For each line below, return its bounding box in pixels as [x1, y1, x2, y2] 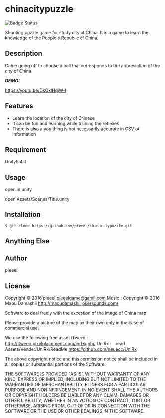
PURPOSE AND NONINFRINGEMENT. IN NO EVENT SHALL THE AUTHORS [5, 387, 158, 393]
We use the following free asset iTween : [5, 335, 88, 341]
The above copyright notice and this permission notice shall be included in [5, 356, 158, 362]
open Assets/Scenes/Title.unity [5, 196, 70, 202]
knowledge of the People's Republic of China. [5, 35, 99, 41]
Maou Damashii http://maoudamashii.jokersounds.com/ [5, 300, 119, 306]
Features [5, 102, 33, 110]
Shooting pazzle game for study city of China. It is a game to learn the [5, 29, 149, 35]
